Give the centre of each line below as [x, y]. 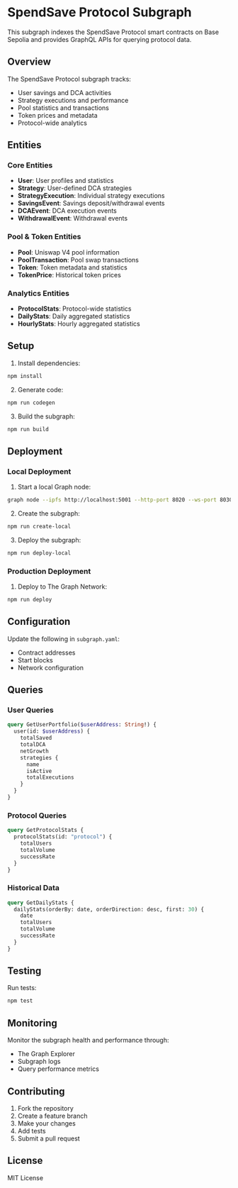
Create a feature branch [52, 1116]
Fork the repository [46, 1108]
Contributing [36, 1091]
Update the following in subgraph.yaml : [64, 638]
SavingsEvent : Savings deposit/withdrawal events [91, 204]
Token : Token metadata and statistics [72, 267]
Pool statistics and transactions [63, 108]
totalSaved [36, 738]
